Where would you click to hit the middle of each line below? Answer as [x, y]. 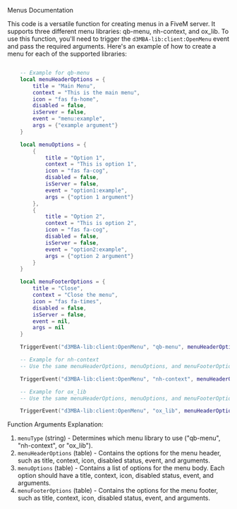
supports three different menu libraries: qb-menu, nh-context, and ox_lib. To [118, 31]
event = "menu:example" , [69, 119]
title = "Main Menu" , [65, 86]
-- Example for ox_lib [53, 392]
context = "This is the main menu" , [86, 92]
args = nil [49, 328]
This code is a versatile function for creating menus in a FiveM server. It [111, 24]
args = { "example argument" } [75, 125]
